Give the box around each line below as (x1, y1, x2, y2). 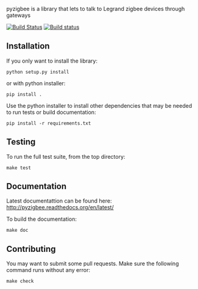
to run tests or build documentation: (6, 108, 96, 116)
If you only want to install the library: (6, 57, 98, 64)
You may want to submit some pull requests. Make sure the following (6, 260, 179, 267)
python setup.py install (6, 69, 69, 75)
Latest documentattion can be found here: (6, 197, 112, 204)
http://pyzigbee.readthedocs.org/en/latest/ (6, 204, 114, 211)
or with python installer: (6, 79, 66, 87)
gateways (6, 12, 31, 19)
